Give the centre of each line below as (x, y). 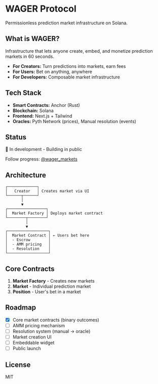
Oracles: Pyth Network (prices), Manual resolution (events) (74, 121)
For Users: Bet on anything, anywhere (52, 71)
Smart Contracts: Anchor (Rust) (46, 105)
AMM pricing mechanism (39, 325)
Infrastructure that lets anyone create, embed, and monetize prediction (79, 51)
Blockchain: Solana (33, 110)
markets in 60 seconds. (30, 56)
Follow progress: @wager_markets (41, 159)
